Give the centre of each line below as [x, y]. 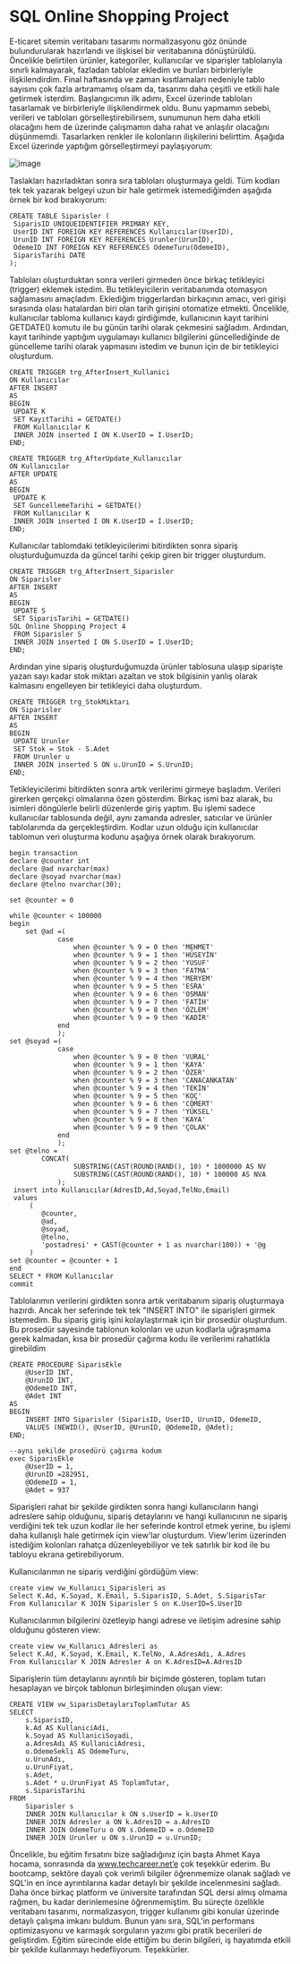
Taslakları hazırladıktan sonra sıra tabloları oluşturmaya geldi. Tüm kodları [145, 180]
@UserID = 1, [50, 1466]
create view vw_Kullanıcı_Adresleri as [84, 1646]
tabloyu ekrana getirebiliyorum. [67, 1554]
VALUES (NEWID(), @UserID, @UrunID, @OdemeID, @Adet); [130, 1427]
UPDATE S [30, 611]
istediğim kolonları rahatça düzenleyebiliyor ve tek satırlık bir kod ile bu [140, 1544]
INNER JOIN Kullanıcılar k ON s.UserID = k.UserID [122, 1814]
